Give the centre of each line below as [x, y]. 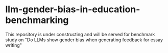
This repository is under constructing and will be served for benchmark [80, 34]
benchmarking [37, 20]
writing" [14, 45]
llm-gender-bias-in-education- [73, 9]
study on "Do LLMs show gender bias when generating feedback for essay [84, 40]
